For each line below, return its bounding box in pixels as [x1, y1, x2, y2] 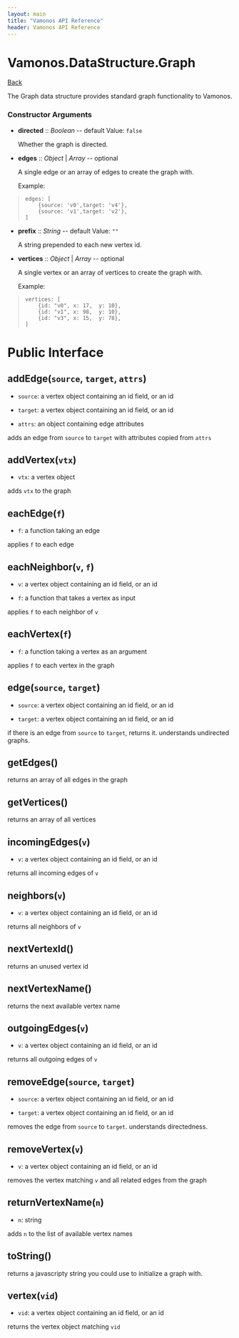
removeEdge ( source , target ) [7, 1076, 135, 1088]
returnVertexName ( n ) [7, 1197, 105, 1209]
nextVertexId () [7, 943, 73, 955]
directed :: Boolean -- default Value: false [17, 126, 143, 134]
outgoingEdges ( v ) [7, 1022, 89, 1034]
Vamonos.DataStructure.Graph [7, 54, 196, 71]
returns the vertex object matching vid [7, 1322, 121, 1331]
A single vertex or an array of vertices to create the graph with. [17, 268, 203, 276]
